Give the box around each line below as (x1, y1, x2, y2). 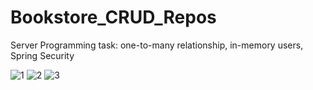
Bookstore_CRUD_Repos (10, 6, 217, 29)
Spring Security (10, 49, 75, 61)
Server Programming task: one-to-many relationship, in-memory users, (10, 39, 304, 51)
